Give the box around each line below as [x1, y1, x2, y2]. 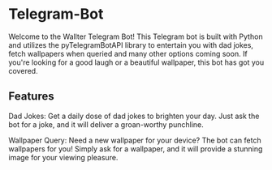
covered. [8, 66, 38, 75]
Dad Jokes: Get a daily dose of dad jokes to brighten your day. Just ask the [8, 111, 260, 121]
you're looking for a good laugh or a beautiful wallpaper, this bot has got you [8, 57, 265, 67]
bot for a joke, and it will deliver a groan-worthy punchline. [8, 119, 205, 130]
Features [8, 90, 54, 104]
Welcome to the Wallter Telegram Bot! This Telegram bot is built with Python [8, 32, 263, 41]
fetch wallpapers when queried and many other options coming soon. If [8, 49, 248, 58]
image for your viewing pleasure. [8, 152, 119, 162]
